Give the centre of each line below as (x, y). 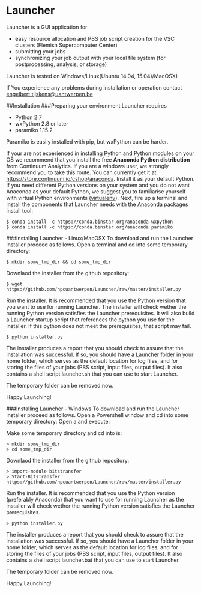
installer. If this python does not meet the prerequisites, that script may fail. (99, 326)
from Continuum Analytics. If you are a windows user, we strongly (88, 166)
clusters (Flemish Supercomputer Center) (66, 45)
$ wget (14, 284)
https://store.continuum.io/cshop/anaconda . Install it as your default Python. (100, 178)
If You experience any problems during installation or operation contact (94, 87)
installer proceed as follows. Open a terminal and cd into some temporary (97, 245)
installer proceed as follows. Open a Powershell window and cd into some (97, 415)
